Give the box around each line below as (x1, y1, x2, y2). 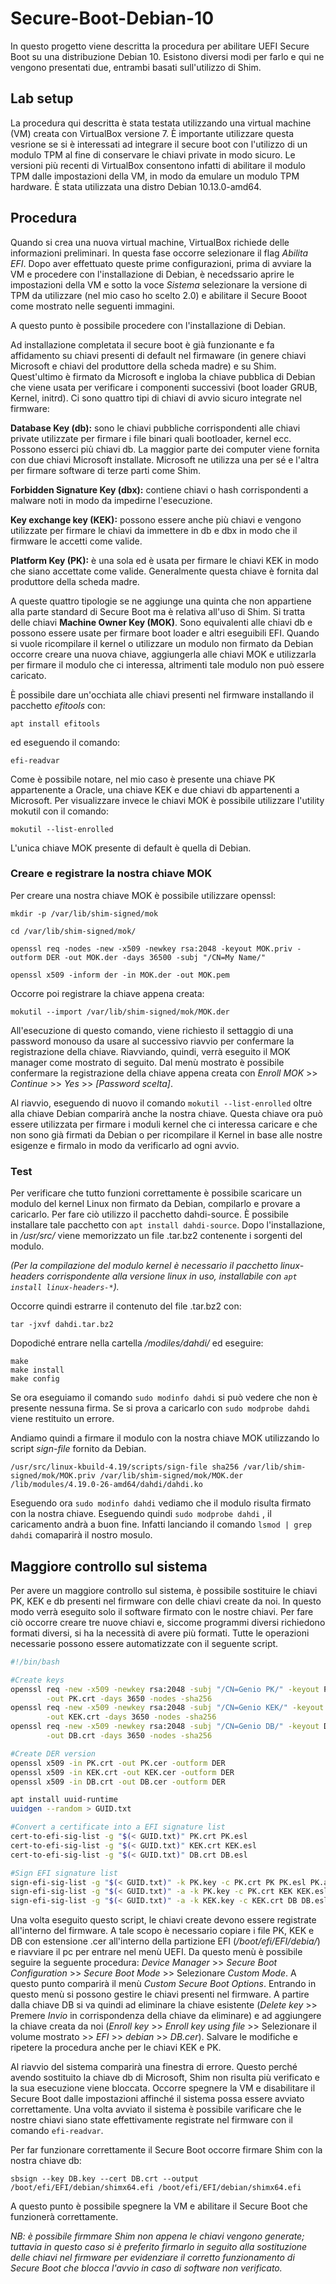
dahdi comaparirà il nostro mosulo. (10, 1529, 153, 1541)
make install (10, 1365, 65, 1376)
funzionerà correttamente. (10, 2211, 119, 2223)
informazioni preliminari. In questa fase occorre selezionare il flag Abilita (10, 247, 309, 259)
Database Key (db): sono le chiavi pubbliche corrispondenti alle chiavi (10, 422, 301, 434)
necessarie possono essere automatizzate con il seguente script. (10, 1637, 279, 1649)
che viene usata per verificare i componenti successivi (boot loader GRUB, (10, 381, 318, 393)
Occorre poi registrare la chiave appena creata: (10, 987, 205, 999)
